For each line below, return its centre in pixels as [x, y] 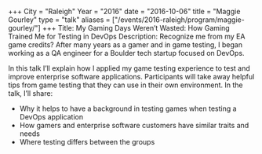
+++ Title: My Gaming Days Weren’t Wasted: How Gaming [136, 28]
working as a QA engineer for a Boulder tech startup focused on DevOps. [126, 53]
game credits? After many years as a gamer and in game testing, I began [126, 45]
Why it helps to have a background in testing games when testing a [128, 108]
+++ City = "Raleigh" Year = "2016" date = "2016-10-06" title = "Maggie [124, 11]
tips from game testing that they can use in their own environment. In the [126, 85]
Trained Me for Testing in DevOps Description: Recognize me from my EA [127, 36]
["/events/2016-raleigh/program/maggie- [178, 20]
